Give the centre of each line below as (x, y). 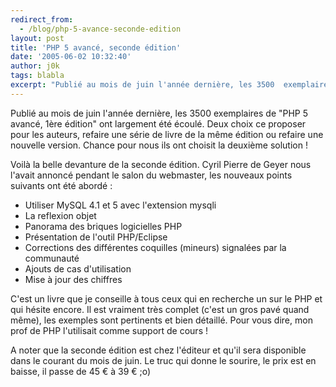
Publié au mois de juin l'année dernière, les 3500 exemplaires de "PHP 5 (159, 113)
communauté (52, 258)
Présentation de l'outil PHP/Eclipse (96, 237)
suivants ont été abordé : (61, 185)
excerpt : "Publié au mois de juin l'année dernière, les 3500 (142, 85)
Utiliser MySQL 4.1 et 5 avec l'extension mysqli (120, 205)
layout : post (37, 38)
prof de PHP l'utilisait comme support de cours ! (109, 330)
